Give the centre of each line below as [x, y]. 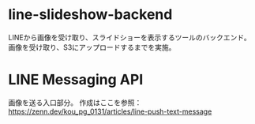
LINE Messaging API [76, 80]
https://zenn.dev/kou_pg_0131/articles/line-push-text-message [110, 111]
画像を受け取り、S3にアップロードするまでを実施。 [92, 47]
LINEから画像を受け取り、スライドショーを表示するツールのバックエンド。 [129, 37]
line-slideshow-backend [90, 15]
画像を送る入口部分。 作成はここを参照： [75, 102]
